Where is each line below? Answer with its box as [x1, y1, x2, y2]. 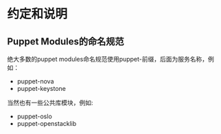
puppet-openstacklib [16, 120, 77, 127]
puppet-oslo [16, 112, 53, 120]
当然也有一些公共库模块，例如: [7, 98, 94, 107]
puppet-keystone [16, 85, 67, 92]
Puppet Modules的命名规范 [7, 36, 125, 47]
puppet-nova [16, 77, 54, 85]
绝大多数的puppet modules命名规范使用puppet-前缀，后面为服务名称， [7, 55, 209, 63]
